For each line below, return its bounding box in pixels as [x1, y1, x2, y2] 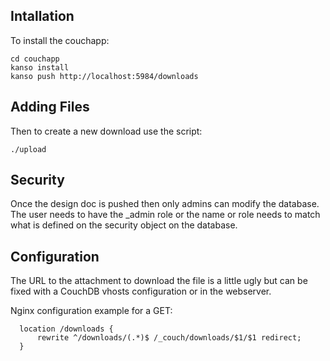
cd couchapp [10, 54, 60, 64]
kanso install [10, 62, 70, 73]
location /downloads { [19, 324, 114, 334]
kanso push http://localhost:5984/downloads [10, 71, 199, 81]
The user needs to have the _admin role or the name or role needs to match [10, 209, 321, 221]
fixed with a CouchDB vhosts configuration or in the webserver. [10, 285, 272, 298]
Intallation [10, 8, 75, 25]
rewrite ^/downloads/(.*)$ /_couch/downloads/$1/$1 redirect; [36, 333, 302, 343]
